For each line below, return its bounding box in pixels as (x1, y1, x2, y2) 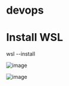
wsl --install (6, 50, 36, 58)
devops (6, 4, 44, 17)
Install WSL (6, 31, 64, 44)
